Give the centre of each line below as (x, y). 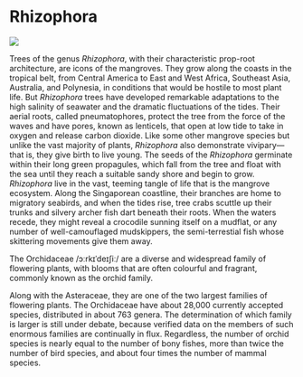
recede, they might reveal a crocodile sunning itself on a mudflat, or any (143, 221)
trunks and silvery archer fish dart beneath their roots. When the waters (143, 212)
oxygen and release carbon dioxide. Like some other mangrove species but (150, 135)
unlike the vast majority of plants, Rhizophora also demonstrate (127, 145)
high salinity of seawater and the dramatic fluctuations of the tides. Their (145, 107)
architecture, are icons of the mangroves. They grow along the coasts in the (151, 68)
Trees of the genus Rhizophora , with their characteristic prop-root (133, 58)
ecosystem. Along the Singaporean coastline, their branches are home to (146, 193)
